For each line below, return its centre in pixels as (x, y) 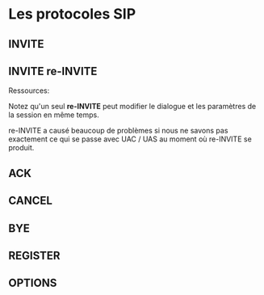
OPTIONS (33, 283)
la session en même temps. (54, 115)
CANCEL (30, 201)
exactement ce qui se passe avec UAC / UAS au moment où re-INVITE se (130, 139)
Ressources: (29, 91)
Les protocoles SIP (72, 14)
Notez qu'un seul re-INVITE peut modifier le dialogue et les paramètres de (132, 107)
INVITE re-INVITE (53, 71)
